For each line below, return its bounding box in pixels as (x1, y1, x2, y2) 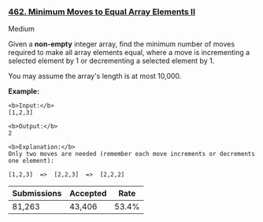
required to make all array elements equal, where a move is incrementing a (8, 48, 250, 57)
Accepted (69, 188, 107, 199)
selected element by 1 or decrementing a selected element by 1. (8, 56, 215, 65)
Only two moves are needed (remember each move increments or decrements (8, 150, 256, 158)
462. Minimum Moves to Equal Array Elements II (8, 6, 195, 17)
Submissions (12, 188, 62, 199)
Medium (8, 24, 35, 34)
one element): (8, 157, 55, 165)
